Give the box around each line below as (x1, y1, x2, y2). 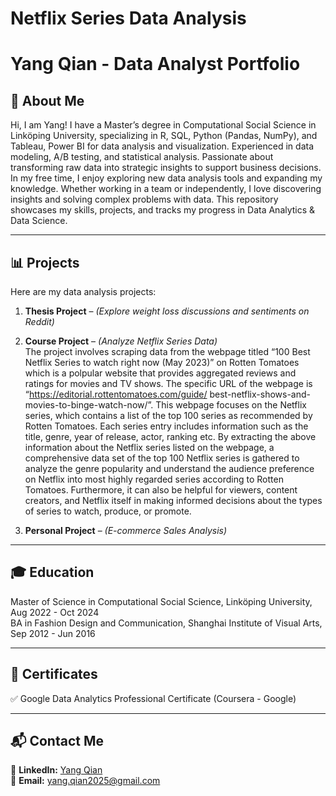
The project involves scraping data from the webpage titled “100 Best (24, 346, 311, 357)
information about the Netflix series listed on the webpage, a (24, 442, 275, 453)
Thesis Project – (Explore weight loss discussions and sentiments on (24, 305, 310, 317)
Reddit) (24, 316, 55, 327)
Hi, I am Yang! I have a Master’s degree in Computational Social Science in (10, 119, 317, 131)
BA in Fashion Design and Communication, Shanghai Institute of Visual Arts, (10, 617, 323, 629)
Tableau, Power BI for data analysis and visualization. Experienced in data (10, 140, 315, 152)
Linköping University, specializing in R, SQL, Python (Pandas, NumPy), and (10, 130, 318, 142)
